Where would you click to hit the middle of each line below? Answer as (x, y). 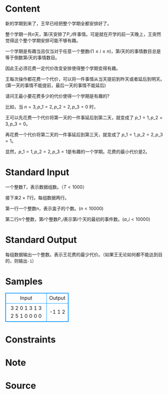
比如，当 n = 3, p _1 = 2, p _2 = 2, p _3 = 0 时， (52, 107)
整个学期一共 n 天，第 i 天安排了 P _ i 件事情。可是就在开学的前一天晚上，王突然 (83, 34)
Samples (24, 281)
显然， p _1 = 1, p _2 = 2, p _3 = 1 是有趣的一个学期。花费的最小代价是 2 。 (78, 152)
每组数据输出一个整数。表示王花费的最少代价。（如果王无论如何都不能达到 (82, 254)
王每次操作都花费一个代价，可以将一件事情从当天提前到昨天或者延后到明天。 (85, 79)
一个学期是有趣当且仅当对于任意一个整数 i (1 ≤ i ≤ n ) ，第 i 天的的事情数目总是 (83, 51)
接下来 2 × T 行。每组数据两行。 (37, 198)
